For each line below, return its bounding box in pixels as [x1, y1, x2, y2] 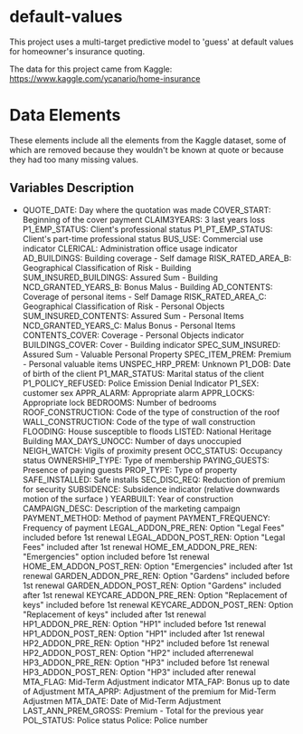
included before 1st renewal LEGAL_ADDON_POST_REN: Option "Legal [22, 532, 286, 543]
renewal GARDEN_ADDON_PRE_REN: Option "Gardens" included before [22, 570, 290, 581]
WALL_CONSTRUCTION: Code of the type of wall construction [22, 416, 256, 427]
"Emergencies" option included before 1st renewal [22, 551, 210, 562]
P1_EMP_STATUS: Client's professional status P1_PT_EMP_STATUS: [22, 224, 273, 235]
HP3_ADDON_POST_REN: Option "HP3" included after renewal [22, 666, 256, 677]
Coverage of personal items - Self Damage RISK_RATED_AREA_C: [22, 291, 267, 302]
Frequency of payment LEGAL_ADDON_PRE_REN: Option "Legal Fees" [22, 522, 285, 533]
